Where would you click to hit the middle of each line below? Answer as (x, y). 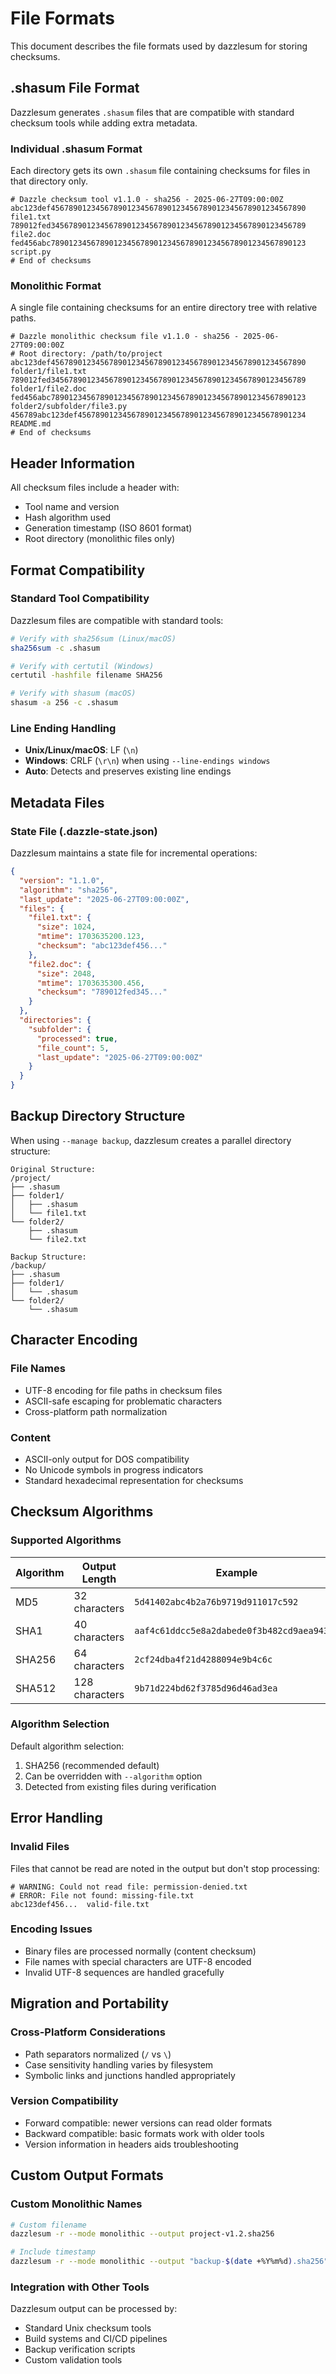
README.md (31, 424)
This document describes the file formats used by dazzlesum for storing (159, 46)
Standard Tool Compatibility (80, 599)
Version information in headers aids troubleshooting (131, 2144)
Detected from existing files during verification (120, 1786)
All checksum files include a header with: (95, 488)
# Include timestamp (53, 2252)
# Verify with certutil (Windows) (82, 666)
